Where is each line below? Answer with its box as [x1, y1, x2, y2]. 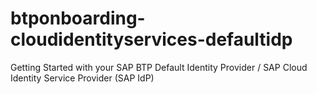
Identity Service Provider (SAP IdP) [10, 72, 155, 84]
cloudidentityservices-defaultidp [10, 28, 293, 51]
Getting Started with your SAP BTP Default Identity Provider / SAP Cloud [10, 61, 308, 73]
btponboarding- [10, 7, 146, 30]
